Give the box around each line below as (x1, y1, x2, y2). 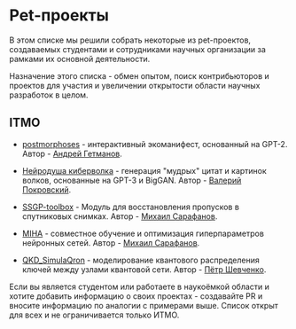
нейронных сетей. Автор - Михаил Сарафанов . (21, 237, 200, 248)
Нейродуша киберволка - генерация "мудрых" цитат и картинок (21, 165, 268, 176)
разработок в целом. (9, 90, 89, 100)
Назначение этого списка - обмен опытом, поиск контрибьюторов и (9, 70, 270, 81)
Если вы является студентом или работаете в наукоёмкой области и (9, 281, 270, 292)
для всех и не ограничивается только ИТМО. (9, 309, 180, 320)
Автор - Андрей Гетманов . (21, 148, 122, 159)
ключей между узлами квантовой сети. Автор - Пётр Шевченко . (21, 263, 267, 275)
